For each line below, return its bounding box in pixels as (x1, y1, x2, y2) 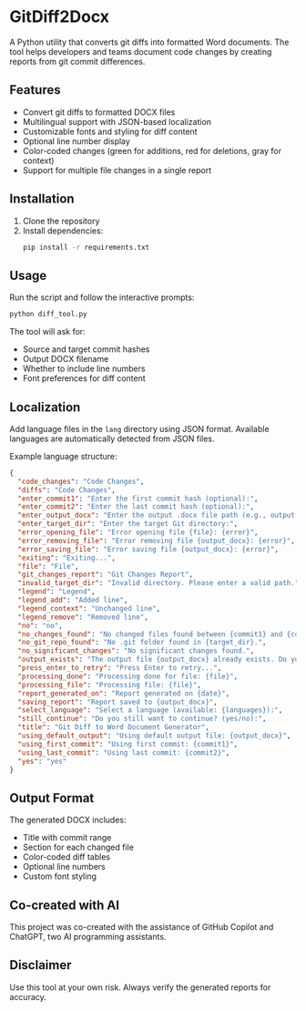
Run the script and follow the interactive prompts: (9, 292, 195, 303)
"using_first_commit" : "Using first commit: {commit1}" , (17, 739, 239, 748)
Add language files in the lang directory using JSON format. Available (9, 423, 270, 434)
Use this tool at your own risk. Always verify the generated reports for (9, 982, 271, 993)
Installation (9, 191, 75, 207)
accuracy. (9, 991, 47, 1002)
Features (9, 82, 61, 98)
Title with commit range (22, 832, 112, 843)
